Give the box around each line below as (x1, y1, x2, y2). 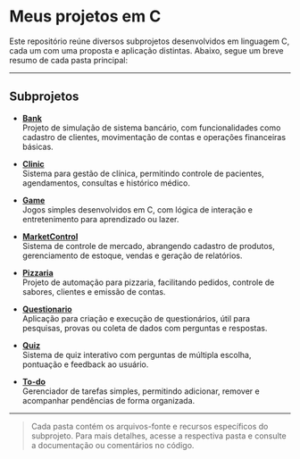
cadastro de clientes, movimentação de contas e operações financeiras (21, 131, 287, 142)
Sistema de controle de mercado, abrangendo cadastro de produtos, (21, 240, 275, 251)
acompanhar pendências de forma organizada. (21, 395, 196, 405)
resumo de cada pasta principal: (9, 54, 128, 65)
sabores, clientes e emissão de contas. (21, 286, 166, 296)
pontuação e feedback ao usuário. (21, 359, 149, 370)
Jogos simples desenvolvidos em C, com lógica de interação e (21, 204, 253, 215)
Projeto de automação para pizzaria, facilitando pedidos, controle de (21, 277, 275, 288)
